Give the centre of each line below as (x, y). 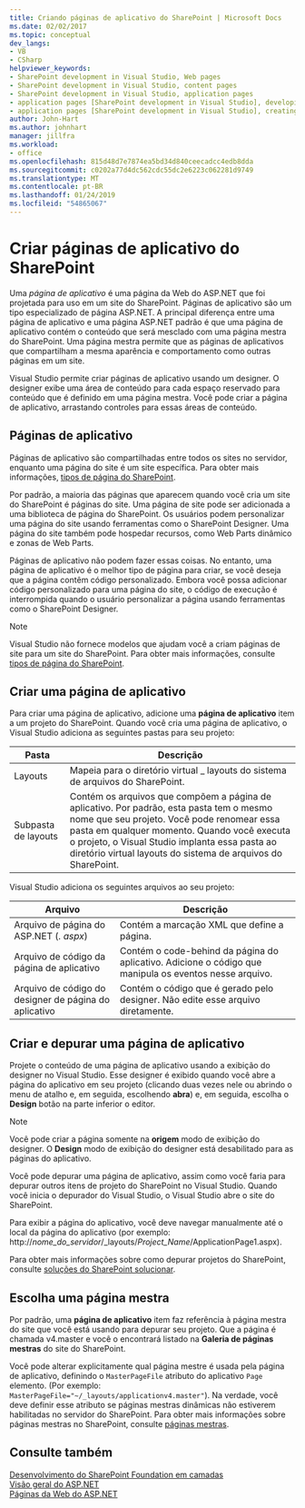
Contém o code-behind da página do (199, 951)
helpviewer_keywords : (50, 69)
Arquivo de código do (60, 988)
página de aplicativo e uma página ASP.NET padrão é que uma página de (146, 322)
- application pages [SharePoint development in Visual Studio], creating (154, 111)
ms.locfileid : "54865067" (58, 204)
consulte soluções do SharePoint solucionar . (93, 1269)
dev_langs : (30, 43)
